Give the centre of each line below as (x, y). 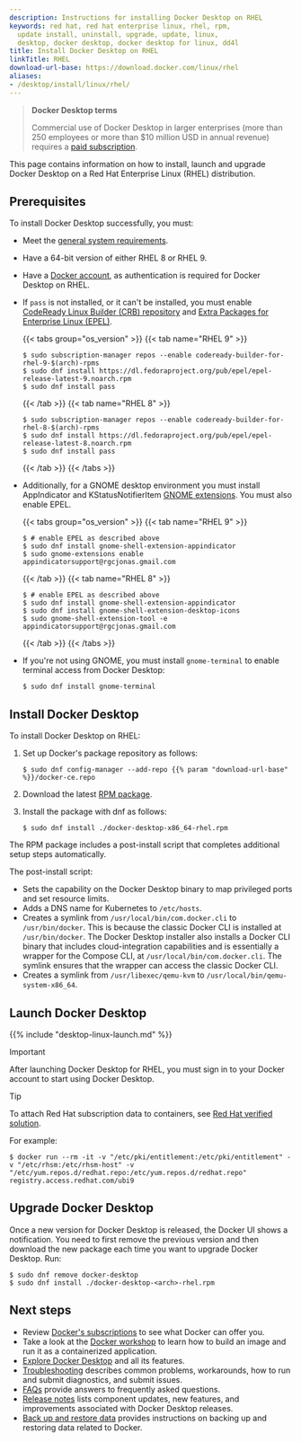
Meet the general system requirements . (95, 241)
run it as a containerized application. (89, 1351)
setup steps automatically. (58, 854)
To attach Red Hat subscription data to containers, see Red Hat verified (141, 1114)
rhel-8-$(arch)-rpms (61, 428)
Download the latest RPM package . (87, 794)
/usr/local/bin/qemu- (247, 976)
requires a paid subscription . (84, 146)
